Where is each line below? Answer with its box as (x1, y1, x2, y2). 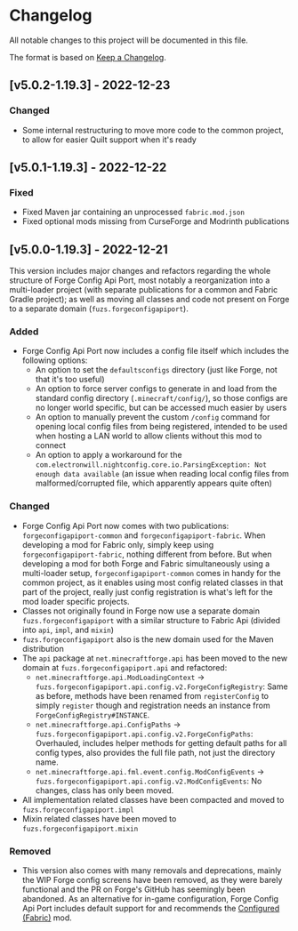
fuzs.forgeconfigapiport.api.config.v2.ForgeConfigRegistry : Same (35, 681, 288, 692)
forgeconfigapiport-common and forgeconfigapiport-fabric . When (21, 530, 266, 541)
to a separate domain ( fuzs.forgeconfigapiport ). (9, 303, 189, 314)
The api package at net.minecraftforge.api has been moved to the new (21, 653, 287, 663)
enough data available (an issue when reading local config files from (35, 469, 289, 479)
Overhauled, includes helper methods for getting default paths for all (35, 737, 287, 748)
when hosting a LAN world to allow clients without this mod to (35, 430, 262, 441)
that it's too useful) (35, 374, 105, 385)
